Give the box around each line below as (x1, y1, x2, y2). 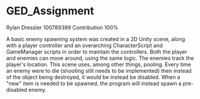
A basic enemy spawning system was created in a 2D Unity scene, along (6, 35, 185, 42)
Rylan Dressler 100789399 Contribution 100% (6, 24, 119, 31)
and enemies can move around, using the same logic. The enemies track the (6, 54, 194, 61)
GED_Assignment (6, 4, 94, 18)
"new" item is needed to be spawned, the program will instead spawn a (6, 79, 182, 87)
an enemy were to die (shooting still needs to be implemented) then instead (6, 67, 192, 74)
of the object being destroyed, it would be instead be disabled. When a (6, 73, 180, 81)
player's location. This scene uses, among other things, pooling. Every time (6, 61, 191, 68)
